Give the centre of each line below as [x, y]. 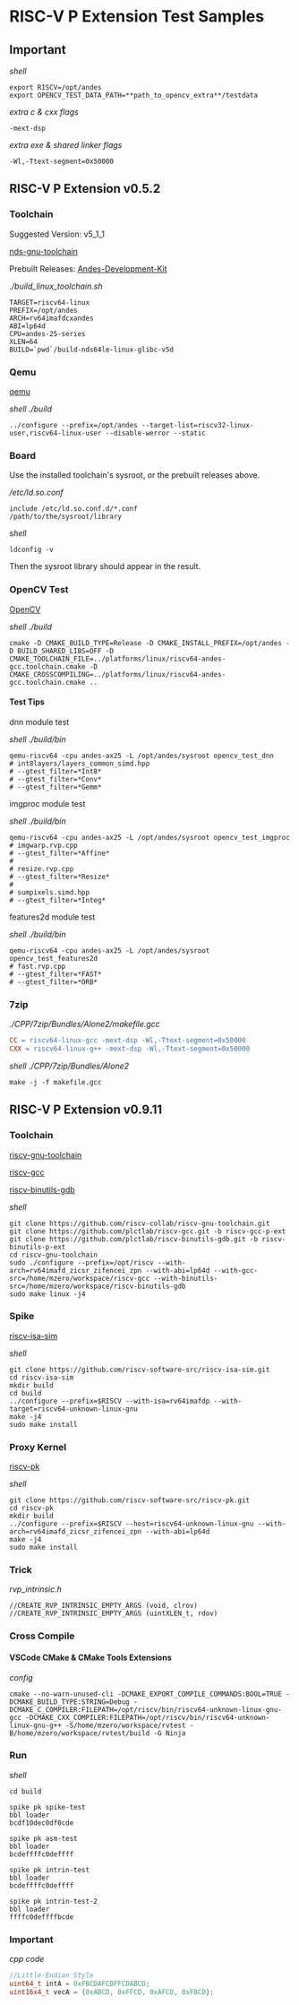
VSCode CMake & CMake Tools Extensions [90, 1657]
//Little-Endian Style [51, 1975]
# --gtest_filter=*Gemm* [56, 787]
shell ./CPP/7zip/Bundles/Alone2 [69, 1066]
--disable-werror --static [155, 433]
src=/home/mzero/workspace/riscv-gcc [80, 1278]
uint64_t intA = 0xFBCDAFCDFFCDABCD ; [80, 1983]
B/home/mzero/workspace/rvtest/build [80, 1733]
